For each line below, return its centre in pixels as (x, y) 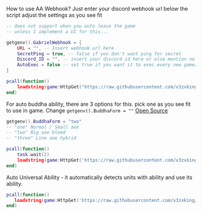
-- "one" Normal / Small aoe (43, 127)
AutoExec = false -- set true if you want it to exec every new (99, 65)
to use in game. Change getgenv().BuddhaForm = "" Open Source (87, 110)
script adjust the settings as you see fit (54, 15)
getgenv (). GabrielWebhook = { (44, 42)
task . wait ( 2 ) (33, 154)
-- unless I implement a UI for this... (58, 32)
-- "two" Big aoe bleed (36, 133)
